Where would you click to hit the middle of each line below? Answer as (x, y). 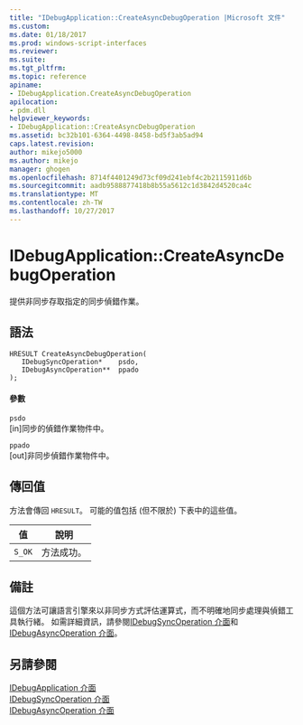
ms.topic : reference (48, 77)
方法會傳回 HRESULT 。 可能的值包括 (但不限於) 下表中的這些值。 (126, 510)
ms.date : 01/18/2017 (48, 34)
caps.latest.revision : (52, 144)
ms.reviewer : (34, 52)
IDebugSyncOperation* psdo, (80, 362)
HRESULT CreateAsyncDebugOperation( (78, 353)
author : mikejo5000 (46, 152)
